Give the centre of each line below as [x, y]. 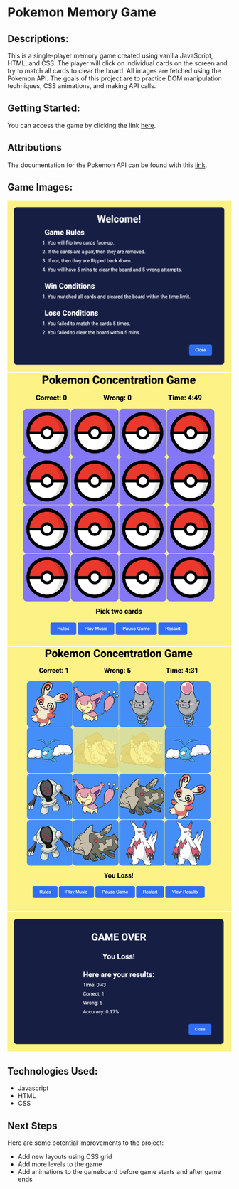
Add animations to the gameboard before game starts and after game [119, 1172]
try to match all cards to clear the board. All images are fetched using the [115, 71]
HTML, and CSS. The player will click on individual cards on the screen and [117, 63]
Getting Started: [44, 108]
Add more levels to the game [60, 1164]
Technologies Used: [53, 1071]
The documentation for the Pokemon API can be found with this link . [107, 165]
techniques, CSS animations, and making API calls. [82, 86]
